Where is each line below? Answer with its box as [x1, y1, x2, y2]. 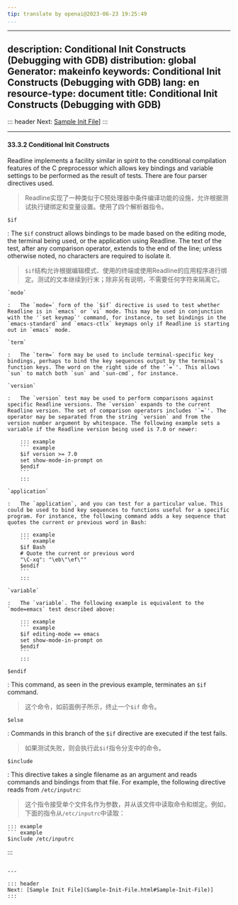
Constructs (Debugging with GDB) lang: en [7, 77, 200, 89]
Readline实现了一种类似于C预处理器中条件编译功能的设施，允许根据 [24, 193, 222, 202]
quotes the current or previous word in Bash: [7, 518, 147, 526]
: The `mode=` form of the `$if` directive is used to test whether [7, 301, 220, 309]
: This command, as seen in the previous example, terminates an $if [7, 680, 207, 689]
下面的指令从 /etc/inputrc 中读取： [24, 809, 125, 817]
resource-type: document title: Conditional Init [7, 88, 218, 100]
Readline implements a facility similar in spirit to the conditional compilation [7, 156, 227, 165]
